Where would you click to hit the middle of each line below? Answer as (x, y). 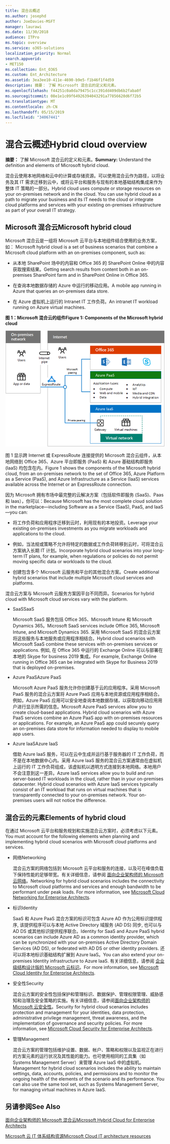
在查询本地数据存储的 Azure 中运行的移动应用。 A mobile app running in (87, 285)
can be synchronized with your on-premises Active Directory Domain (84, 942)
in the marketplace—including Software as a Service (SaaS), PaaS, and (79, 507)
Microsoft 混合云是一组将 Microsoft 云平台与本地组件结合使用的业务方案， (82, 240)
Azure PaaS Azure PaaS (37, 677)
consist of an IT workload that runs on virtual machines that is (77, 790)
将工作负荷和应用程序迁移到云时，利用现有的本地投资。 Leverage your (85, 523)
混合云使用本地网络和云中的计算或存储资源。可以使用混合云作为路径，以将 (83, 176)
